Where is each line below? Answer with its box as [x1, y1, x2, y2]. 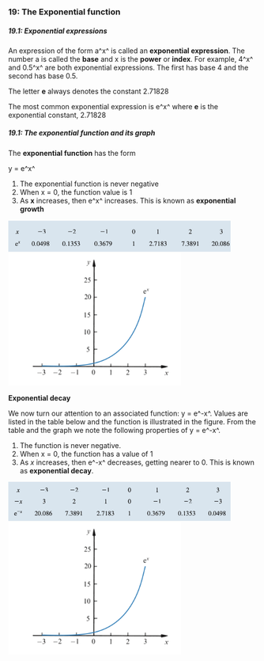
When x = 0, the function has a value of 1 [19, 449, 153, 458]
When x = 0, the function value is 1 [19, 187, 133, 196]
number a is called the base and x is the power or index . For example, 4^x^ [8, 54, 254, 63]
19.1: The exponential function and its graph [8, 128, 156, 138]
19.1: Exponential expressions [8, 26, 108, 36]
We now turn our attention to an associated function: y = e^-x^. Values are [8, 408, 249, 418]
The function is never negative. [19, 440, 121, 450]
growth [19, 204, 45, 214]
